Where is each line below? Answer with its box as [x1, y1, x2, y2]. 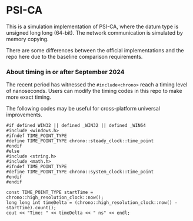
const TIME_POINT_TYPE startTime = [6, 189, 94, 196]
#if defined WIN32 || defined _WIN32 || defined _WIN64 [6, 123, 146, 129]
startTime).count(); [6, 205, 57, 211]
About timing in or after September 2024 [6, 68, 125, 76]
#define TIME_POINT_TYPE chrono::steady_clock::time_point [6, 138, 154, 144]
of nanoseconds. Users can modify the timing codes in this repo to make [6, 88, 182, 95]
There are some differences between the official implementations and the [6, 46, 184, 53]
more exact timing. [6, 93, 52, 101]
